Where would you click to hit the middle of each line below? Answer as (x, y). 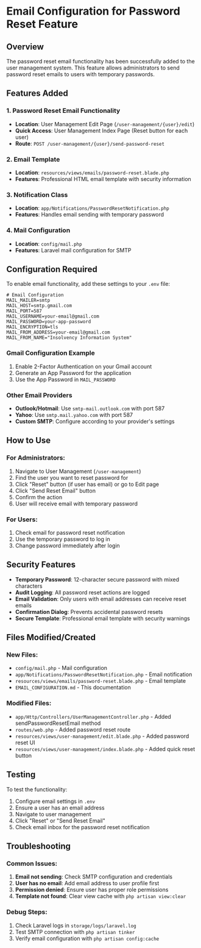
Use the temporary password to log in (63, 539)
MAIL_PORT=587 (24, 311)
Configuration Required (52, 269)
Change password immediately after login (67, 545)
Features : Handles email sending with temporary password (90, 215)
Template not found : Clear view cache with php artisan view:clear (100, 896)
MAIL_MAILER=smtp (28, 301)
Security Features (41, 565)
